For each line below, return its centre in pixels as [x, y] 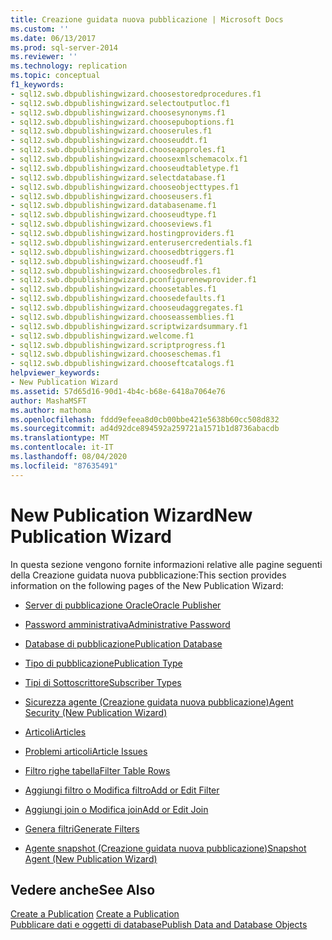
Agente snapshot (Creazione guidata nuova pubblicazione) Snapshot [165, 848]
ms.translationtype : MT [60, 438]
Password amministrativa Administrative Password [127, 624]
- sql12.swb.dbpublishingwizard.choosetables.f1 [113, 289]
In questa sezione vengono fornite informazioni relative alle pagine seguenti [166, 564]
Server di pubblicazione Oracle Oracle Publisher [123, 605]
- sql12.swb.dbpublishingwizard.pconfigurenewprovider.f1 [133, 280]
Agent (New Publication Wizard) [91, 858]
